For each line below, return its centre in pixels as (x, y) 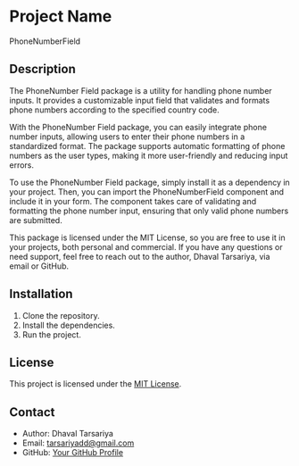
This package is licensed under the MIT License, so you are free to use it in (147, 237)
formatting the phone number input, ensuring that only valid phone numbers (149, 211)
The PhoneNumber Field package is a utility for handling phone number (141, 90)
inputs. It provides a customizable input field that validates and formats (140, 100)
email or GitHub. (39, 266)
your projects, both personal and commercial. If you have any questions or (146, 246)
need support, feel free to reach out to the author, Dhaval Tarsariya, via (140, 256)
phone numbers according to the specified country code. (115, 110)
